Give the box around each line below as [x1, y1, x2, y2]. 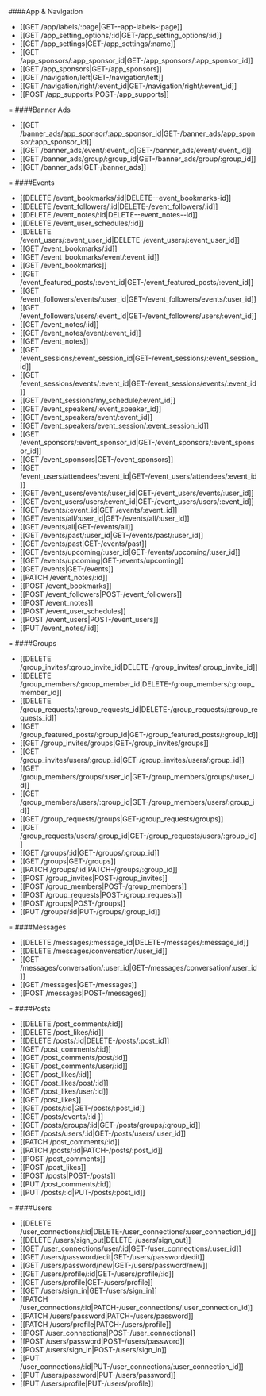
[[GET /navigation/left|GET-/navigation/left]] [19, 73, 164, 82]
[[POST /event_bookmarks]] [19, 581, 112, 590]
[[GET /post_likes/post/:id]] [19, 1079, 109, 1087]
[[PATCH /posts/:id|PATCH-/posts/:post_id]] [19, 1146, 163, 1155]
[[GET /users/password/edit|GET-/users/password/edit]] [19, 1252, 205, 1261]
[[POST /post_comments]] [19, 1154, 106, 1163]
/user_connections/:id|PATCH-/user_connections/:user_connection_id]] [19, 1303, 253, 1312]
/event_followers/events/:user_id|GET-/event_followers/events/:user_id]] [19, 294, 256, 304]
